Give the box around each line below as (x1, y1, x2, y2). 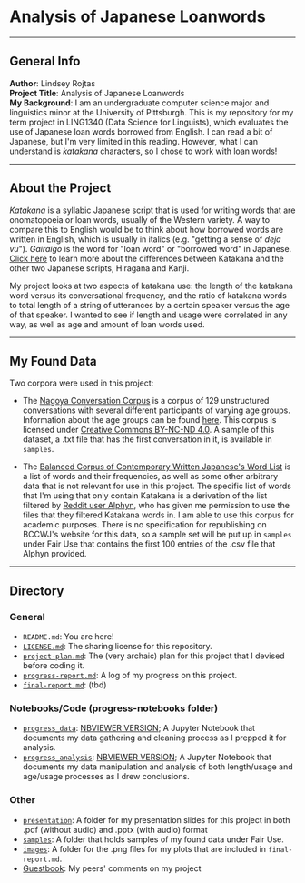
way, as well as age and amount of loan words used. (9, 318, 206, 329)
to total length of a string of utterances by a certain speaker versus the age (9, 299, 290, 310)
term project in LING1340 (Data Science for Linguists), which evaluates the (9, 116, 289, 127)
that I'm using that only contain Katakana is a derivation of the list (22, 490, 268, 501)
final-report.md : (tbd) (22, 679, 107, 690)
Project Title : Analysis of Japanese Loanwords (9, 87, 185, 98)
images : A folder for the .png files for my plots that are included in (22, 843, 266, 854)
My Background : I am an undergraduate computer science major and (9, 97, 270, 108)
